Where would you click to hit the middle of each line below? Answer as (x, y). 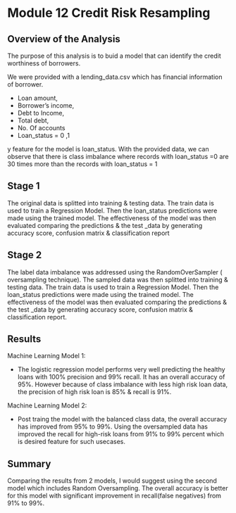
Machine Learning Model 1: (46, 356)
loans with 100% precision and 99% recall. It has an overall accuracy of (121, 377)
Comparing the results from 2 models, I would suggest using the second (112, 481)
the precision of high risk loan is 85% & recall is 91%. (94, 392)
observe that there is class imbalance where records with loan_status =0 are (118, 157)
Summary (29, 463)
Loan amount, (37, 98)
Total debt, (33, 120)
